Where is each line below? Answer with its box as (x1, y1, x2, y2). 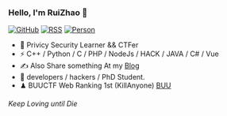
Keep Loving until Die (8, 99, 78, 108)
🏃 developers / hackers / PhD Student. (19, 73, 145, 82)
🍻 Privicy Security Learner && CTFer (19, 40, 139, 50)
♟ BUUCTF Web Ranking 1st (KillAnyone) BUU (19, 80, 171, 90)
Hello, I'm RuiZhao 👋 (8, 7, 88, 18)
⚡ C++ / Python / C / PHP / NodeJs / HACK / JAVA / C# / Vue (19, 49, 220, 58)
